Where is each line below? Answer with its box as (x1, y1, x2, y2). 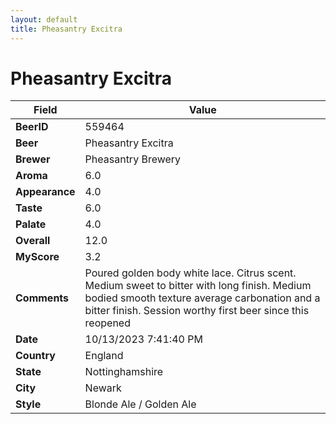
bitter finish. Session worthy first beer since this (84, 304, 310, 318)
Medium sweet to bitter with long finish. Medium (84, 279, 312, 293)
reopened (84, 316, 131, 330)
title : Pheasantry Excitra (10, 24, 123, 34)
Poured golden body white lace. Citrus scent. (84, 266, 297, 280)
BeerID (15, 120, 49, 134)
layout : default (10, 14, 78, 25)
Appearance (15, 185, 76, 199)
